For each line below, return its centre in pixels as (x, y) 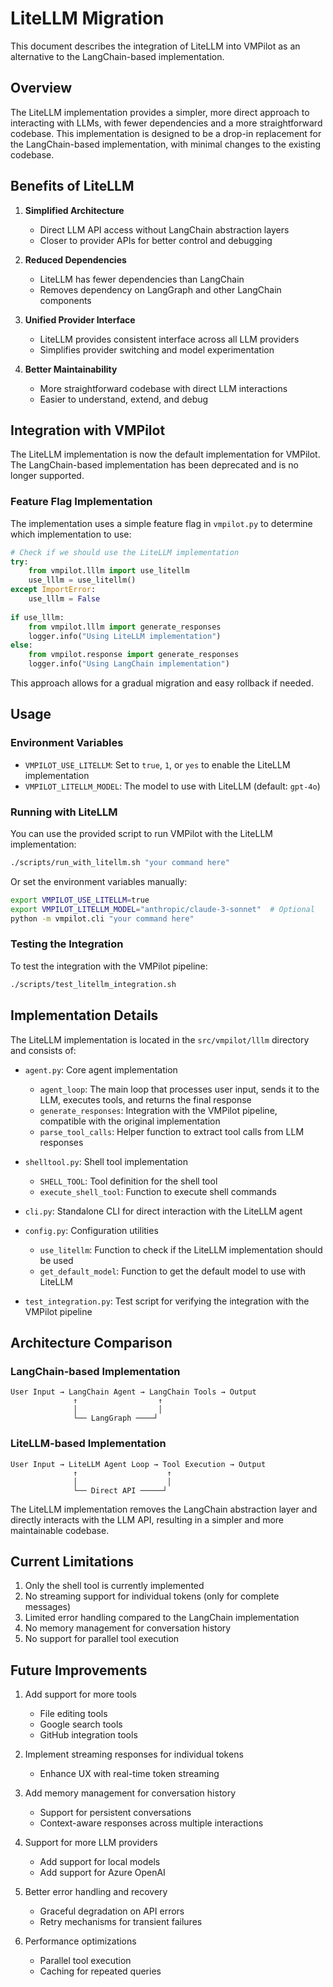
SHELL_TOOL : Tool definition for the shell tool (128, 1181)
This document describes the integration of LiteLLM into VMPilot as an (155, 46)
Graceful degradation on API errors (112, 1911)
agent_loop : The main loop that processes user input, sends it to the (179, 1089)
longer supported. (47, 476)
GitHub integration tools (88, 1735)
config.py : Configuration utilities (91, 1230)
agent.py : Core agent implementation (101, 1069)
